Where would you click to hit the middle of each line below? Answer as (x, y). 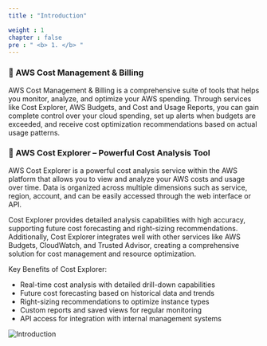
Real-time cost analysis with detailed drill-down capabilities (117, 285)
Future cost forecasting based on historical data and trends (117, 293)
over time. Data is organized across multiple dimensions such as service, (128, 187)
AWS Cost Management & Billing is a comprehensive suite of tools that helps (134, 90)
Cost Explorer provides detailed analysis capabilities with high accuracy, (127, 219)
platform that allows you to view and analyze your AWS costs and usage (127, 179)
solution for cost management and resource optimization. (102, 254)
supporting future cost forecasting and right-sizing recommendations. (123, 228)
